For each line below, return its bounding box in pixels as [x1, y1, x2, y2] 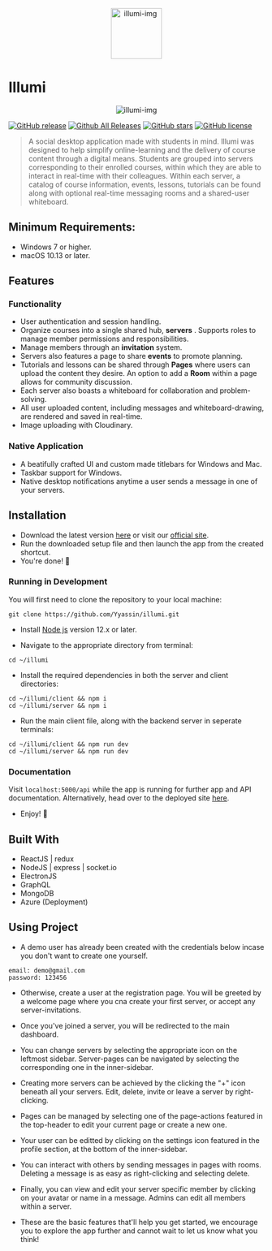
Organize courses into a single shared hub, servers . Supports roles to [19, 326, 257, 335]
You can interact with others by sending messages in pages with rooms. [19, 1159, 261, 1169]
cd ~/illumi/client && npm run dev [8, 740, 129, 748]
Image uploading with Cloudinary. [19, 421, 133, 430]
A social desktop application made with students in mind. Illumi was [28, 136, 254, 146]
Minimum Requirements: [8, 220, 136, 235]
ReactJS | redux [19, 853, 75, 864]
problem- [219, 386, 251, 395]
